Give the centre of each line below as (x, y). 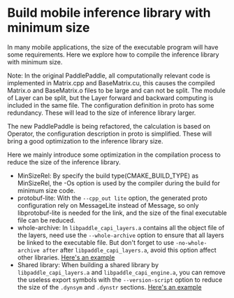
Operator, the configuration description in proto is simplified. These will (109, 134)
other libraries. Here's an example (66, 257)
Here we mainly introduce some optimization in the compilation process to (114, 155)
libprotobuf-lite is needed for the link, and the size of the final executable (122, 213)
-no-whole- (191, 243)
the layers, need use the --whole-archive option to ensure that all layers (121, 235)
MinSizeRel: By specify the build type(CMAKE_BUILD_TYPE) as (108, 176)
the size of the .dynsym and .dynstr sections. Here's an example (109, 287)
